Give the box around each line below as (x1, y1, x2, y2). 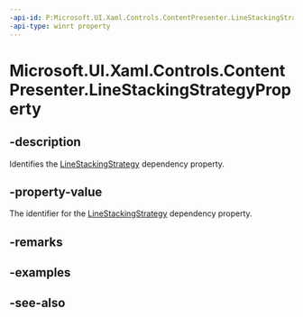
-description (9, 134, 81, 149)
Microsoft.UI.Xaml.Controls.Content (9, 60, 286, 81)
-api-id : (9, 13, 42, 23)
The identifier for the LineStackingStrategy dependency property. (9, 208, 252, 219)
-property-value (9, 184, 103, 199)
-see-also (9, 295, 66, 311)
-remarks (9, 234, 63, 249)
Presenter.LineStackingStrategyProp (9, 79, 291, 100)
